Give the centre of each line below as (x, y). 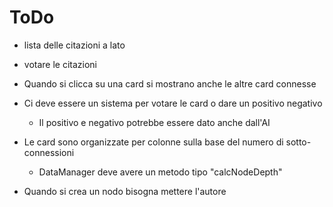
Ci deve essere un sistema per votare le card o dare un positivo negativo (173, 103)
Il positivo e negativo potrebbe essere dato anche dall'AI (154, 122)
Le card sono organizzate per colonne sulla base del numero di (153, 142)
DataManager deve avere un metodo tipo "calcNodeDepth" (160, 172)
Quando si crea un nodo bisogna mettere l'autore (125, 191)
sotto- (298, 142)
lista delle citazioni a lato (74, 45)
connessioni (49, 152)
